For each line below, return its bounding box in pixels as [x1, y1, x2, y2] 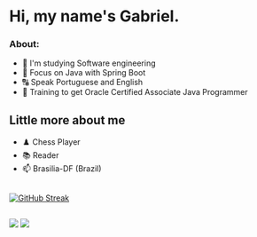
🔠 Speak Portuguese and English [21, 77, 144, 88]
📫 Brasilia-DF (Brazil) [21, 163, 102, 174]
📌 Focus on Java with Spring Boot [21, 67, 146, 78]
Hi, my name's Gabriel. [9, 6, 180, 27]
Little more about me [9, 113, 126, 128]
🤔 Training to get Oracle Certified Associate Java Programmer [21, 87, 248, 98]
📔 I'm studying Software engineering [21, 58, 157, 68]
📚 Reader [21, 150, 59, 161]
